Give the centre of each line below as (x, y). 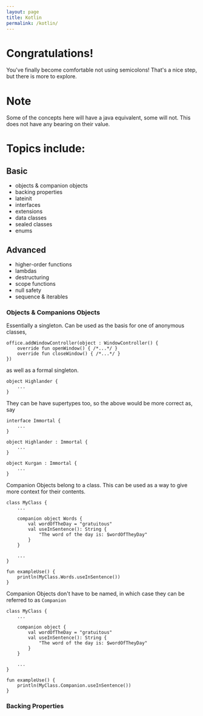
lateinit (23, 198)
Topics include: (46, 149)
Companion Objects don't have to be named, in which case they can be (95, 594)
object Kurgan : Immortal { (42, 464)
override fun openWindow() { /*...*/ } (68, 349)
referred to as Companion (36, 600)
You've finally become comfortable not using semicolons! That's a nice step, (102, 70)
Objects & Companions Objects (53, 312)
